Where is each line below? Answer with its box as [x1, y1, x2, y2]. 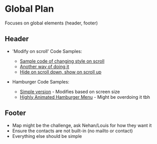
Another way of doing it [19, 63, 69, 69]
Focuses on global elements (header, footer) [5, 20, 98, 26]
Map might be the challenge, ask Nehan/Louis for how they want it [12, 122, 152, 128]
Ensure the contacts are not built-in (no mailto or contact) [12, 128, 133, 134]
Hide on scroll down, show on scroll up [19, 69, 101, 75]
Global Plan [5, 3, 54, 15]
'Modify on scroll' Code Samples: [12, 48, 83, 54]
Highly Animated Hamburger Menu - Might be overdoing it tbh [19, 94, 150, 100]
